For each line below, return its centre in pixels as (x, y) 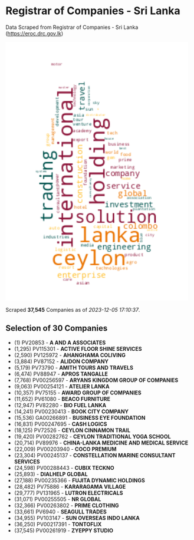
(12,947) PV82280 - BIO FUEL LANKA (60, 405)
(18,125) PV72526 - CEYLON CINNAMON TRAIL (72, 430)
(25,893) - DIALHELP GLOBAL (51, 474)
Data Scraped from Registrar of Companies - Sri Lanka (72, 27)
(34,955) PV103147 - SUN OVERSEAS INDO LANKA (77, 518)
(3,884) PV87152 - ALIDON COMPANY (61, 361)
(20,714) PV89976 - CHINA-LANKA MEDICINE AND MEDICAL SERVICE (101, 443)
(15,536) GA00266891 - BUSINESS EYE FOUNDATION (80, 417)
